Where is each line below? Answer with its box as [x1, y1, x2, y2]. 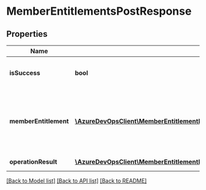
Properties [6, 29, 48, 39]
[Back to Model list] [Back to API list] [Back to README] [6, 177, 147, 184]
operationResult [9, 158, 58, 166]
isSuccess [9, 69, 41, 77]
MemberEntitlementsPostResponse [6, 4, 192, 18]
